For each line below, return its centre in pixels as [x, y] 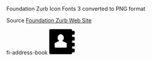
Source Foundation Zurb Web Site [49, 20]
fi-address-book [27, 53]
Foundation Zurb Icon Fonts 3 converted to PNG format [76, 9]
